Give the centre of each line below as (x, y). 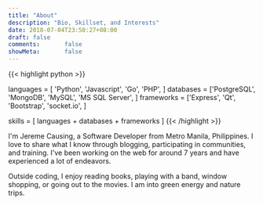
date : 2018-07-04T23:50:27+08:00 (63, 30)
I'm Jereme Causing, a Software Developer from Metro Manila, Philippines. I (131, 136)
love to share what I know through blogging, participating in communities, (127, 144)
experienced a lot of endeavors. (60, 161)
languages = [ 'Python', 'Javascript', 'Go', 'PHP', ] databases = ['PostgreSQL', (132, 89)
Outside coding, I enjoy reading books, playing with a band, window (118, 176)
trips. (16, 193)
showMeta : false (45, 52)
